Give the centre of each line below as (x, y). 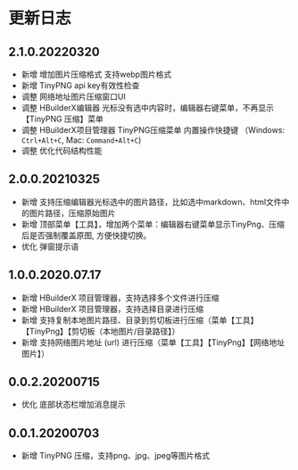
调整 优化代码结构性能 (62, 151)
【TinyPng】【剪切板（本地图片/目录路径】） (100, 331)
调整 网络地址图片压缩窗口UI (73, 96)
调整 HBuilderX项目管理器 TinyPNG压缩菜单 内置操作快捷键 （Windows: (153, 130)
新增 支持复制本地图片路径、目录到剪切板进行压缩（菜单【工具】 (140, 320)
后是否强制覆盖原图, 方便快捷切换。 (86, 235)
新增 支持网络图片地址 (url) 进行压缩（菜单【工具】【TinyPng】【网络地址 (153, 342)
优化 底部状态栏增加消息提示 (73, 404)
